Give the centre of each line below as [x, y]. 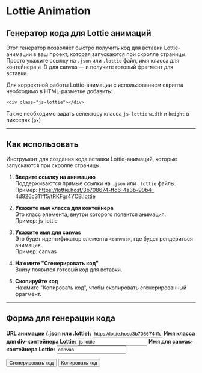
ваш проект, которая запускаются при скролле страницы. [112, 54]
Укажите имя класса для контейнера [64, 208]
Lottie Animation [49, 11]
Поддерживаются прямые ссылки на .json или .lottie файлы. [95, 183]
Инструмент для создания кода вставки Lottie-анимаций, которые [92, 159]
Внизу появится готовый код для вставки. [69, 270]
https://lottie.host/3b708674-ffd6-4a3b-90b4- [96, 190]
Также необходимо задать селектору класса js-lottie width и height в [98, 113]
